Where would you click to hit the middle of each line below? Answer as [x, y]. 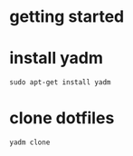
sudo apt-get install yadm [60, 83]
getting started [67, 17]
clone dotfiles [62, 118]
